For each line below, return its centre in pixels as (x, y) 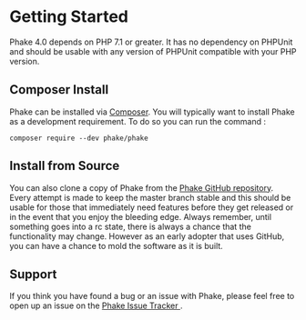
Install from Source (65, 166)
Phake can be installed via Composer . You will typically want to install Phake (152, 112)
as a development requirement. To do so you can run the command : (138, 121)
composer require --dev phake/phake (79, 138)
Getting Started (69, 17)
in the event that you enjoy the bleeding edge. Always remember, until (140, 216)
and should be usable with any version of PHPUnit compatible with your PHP (153, 51)
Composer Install (59, 90)
